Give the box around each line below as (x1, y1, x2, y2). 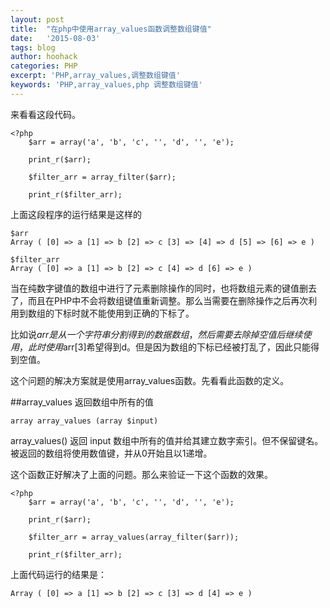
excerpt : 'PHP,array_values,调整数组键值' (10, 71, 181, 81)
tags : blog (10, 42, 56, 53)
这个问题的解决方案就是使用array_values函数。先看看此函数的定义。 (10, 374, 290, 386)
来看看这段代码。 (10, 108, 81, 120)
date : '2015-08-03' (10, 33, 101, 43)
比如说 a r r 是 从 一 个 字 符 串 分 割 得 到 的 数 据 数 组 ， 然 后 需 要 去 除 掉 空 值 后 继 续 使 (10, 328, 312, 340)
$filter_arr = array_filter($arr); (28, 172, 177, 182)
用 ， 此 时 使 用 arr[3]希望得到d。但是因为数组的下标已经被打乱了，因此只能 (10, 341, 312, 353)
